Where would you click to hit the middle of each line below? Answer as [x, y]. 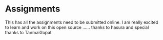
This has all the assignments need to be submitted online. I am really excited [82, 22]
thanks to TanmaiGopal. [29, 32]
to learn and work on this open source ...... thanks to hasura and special [77, 27]
